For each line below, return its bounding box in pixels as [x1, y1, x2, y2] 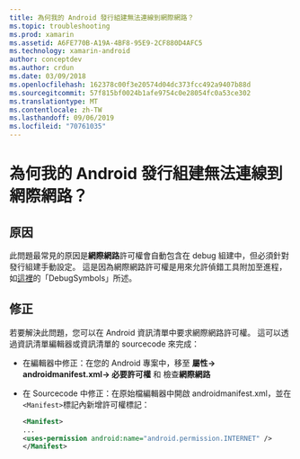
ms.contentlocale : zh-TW [9, 105, 102, 114]
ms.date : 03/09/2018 [9, 72, 87, 81]
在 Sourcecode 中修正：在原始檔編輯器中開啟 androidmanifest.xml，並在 [22, 388, 292, 399]
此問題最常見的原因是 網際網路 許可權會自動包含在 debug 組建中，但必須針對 [9, 250, 290, 261]
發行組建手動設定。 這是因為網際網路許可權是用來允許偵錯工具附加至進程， [9, 262, 287, 272]
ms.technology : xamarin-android [9, 47, 130, 56]
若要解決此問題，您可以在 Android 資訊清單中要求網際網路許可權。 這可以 [9, 327, 281, 337]
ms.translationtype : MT [9, 96, 99, 106]
